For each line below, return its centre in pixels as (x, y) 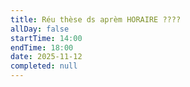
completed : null (44, 66)
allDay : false (40, 29)
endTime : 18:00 (42, 47)
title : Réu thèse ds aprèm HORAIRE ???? (96, 19)
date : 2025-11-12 (46, 57)
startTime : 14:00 (46, 38)
